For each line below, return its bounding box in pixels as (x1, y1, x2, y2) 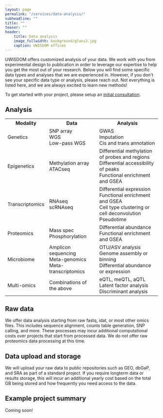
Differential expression (99, 186, 151, 193)
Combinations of (49, 279, 87, 286)
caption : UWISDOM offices (14, 43, 66, 48)
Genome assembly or (99, 250, 148, 257)
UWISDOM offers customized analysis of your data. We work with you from (5, 56, 156, 62)
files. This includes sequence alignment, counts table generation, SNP (5, 323, 146, 328)
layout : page (5, 7, 32, 12)
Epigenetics (7, 163, 34, 170)
